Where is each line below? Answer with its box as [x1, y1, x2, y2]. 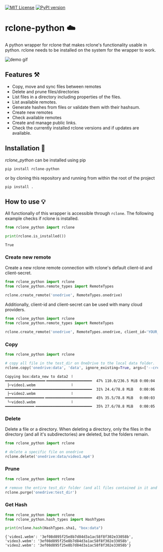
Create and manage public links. [12, 120, 77, 125]
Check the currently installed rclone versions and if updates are [12, 125, 139, 131]
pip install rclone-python [5, 166, 60, 171]
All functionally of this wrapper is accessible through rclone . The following [5, 211, 154, 216]
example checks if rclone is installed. [5, 215, 79, 221]
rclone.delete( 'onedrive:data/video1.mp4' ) [5, 454, 95, 459]
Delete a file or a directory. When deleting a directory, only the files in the [5, 426, 151, 432]
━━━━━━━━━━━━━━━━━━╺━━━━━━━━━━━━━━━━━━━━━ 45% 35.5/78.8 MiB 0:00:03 [5, 395, 155, 400]
